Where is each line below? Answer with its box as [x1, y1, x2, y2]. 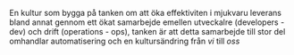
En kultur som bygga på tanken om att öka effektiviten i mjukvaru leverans [9, 8, 281, 18]
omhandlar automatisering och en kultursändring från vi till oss [9, 35, 240, 46]
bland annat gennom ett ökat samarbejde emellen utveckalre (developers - [9, 17, 285, 27]
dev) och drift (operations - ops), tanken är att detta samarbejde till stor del [9, 27, 286, 36]
